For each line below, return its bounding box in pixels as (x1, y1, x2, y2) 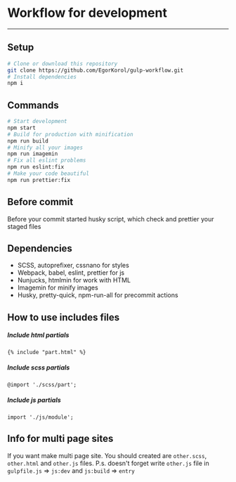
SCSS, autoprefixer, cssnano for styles (17, 261, 130, 270)
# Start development (7, 118, 68, 125)
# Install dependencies (7, 73, 77, 80)
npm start (7, 124, 37, 131)
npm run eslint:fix (7, 164, 65, 171)
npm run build (7, 137, 49, 145)
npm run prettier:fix (7, 176, 71, 183)
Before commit (7, 196, 74, 208)
